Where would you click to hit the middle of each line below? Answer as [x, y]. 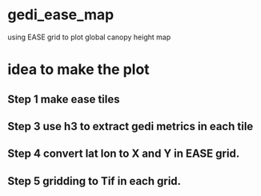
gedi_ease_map [61, 15]
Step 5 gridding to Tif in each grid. [94, 181]
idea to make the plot [78, 69]
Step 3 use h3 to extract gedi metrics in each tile [130, 126]
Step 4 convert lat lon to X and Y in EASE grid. [124, 154]
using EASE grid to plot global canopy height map [89, 37]
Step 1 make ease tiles [64, 99]
